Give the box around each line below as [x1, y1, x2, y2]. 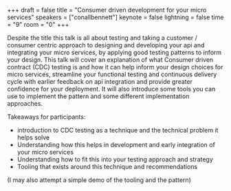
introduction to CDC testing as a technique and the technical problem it [16, 126, 219, 134]
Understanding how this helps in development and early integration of [16, 141, 215, 148]
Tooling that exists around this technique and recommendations [16, 163, 198, 170]
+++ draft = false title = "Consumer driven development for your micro [7, 6, 207, 14]
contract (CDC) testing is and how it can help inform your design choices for [7, 63, 223, 71]
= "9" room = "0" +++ [7, 21, 69, 28]
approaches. [7, 100, 43, 107]
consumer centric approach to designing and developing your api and [7, 41, 205, 49]
